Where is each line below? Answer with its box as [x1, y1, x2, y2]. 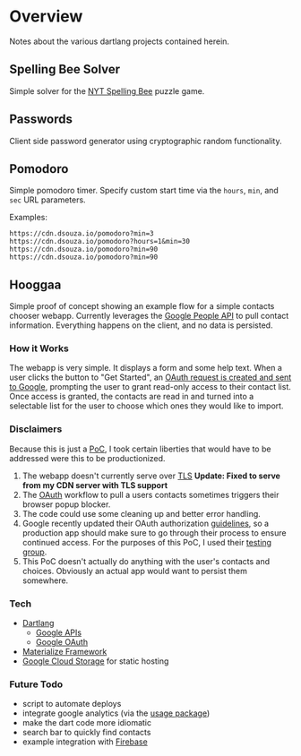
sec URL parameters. [9, 194, 87, 205]
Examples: [9, 212, 47, 223]
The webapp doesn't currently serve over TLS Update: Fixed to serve [21, 470, 280, 481]
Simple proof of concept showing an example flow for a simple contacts [9, 301, 275, 312]
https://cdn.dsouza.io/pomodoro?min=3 [9, 229, 154, 238]
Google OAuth [35, 637, 88, 648]
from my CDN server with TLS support [21, 479, 168, 490]
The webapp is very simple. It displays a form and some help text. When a [9, 363, 282, 374]
